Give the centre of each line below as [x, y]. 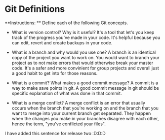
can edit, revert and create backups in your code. [62, 42]
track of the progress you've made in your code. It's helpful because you [86, 37]
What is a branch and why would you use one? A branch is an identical [84, 52]
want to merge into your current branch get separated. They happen [81, 113]
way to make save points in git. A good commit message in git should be [85, 88]
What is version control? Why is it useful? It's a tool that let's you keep [83, 32]
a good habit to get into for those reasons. [55, 73]
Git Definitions [35, 9]
